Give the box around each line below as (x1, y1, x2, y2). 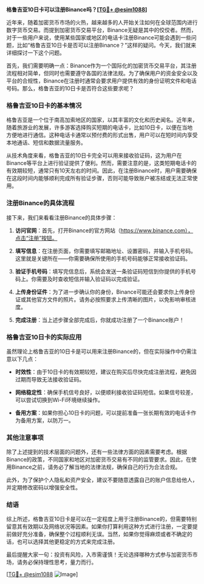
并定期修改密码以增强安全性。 (6, 484, 81, 491)
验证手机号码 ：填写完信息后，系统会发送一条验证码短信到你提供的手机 (15, 267, 191, 275)
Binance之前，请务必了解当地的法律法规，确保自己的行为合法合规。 (11, 463, 181, 471)
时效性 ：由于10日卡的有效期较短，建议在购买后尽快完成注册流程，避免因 (15, 368, 197, 375)
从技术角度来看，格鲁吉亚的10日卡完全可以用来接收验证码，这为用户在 (6, 152, 182, 159)
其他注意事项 (6, 433, 44, 441)
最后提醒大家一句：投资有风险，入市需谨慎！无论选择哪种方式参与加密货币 (6, 551, 192, 559)
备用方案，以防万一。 (20, 417, 74, 424)
